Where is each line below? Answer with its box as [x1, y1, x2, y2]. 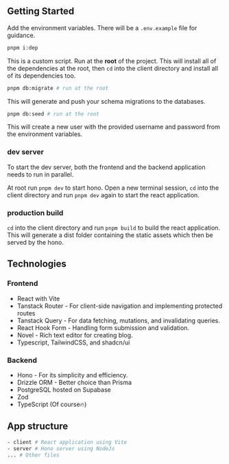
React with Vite [16, 294, 60, 302]
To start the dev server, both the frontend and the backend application [7, 163, 206, 171]
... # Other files [7, 452, 60, 459]
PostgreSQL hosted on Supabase [16, 386, 111, 394]
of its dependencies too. [7, 71, 76, 80]
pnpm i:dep [7, 44, 38, 51]
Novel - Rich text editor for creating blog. [16, 331, 133, 339]
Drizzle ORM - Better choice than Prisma [16, 378, 132, 387]
